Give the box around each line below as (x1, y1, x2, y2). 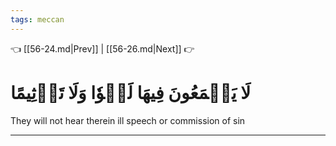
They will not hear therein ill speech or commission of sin (10, 114, 246, 126)
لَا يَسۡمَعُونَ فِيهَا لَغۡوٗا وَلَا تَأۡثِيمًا (10, 81, 252, 104)
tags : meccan (10, 14, 65, 25)
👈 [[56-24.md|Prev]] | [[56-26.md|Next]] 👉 (10, 42, 195, 55)
